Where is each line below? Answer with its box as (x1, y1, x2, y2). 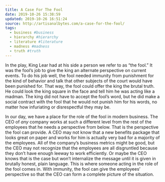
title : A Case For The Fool (5, 7, 63, 12)
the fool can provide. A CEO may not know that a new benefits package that (5, 129, 160, 135)
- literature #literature (9, 39, 63, 44)
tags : (5, 26, 16, 31)
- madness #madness (9, 44, 50, 49)
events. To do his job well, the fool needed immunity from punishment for (5, 73, 154, 78)
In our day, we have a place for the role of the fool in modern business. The (5, 113, 158, 119)
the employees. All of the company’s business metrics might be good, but (5, 140, 155, 146)
